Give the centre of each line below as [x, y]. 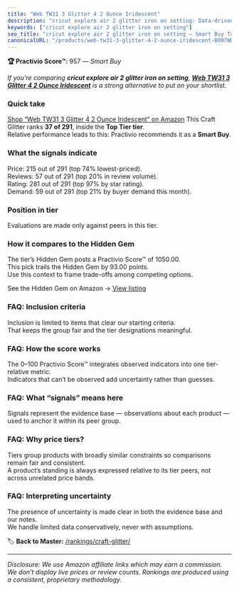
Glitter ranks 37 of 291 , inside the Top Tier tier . [76, 127]
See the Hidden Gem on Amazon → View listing [77, 288]
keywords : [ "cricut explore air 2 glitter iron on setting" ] [100, 27]
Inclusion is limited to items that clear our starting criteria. [91, 323]
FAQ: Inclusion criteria [47, 307]
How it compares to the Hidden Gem [71, 243]
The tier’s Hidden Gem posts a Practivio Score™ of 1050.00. [94, 259]
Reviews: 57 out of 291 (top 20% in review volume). [83, 176]
